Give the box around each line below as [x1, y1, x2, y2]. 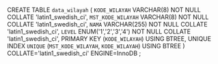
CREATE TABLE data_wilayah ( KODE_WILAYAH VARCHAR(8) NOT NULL [7, 6, 202, 14]
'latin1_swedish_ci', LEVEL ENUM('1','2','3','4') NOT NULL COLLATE [7, 27, 191, 35]
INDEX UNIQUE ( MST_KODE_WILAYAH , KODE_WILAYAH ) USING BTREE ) [7, 42, 186, 50]
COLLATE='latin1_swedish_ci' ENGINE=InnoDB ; [7, 49, 141, 57]
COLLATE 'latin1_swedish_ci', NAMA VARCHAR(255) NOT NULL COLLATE [7, 20, 208, 28]
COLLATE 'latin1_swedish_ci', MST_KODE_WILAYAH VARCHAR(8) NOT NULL [7, 13, 209, 21]
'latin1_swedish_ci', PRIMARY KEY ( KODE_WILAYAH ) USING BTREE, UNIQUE [7, 35, 212, 43]
